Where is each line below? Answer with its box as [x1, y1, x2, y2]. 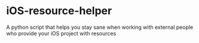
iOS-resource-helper [6, 4, 112, 18]
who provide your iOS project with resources [6, 29, 117, 37]
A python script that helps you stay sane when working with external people [6, 24, 194, 31]
